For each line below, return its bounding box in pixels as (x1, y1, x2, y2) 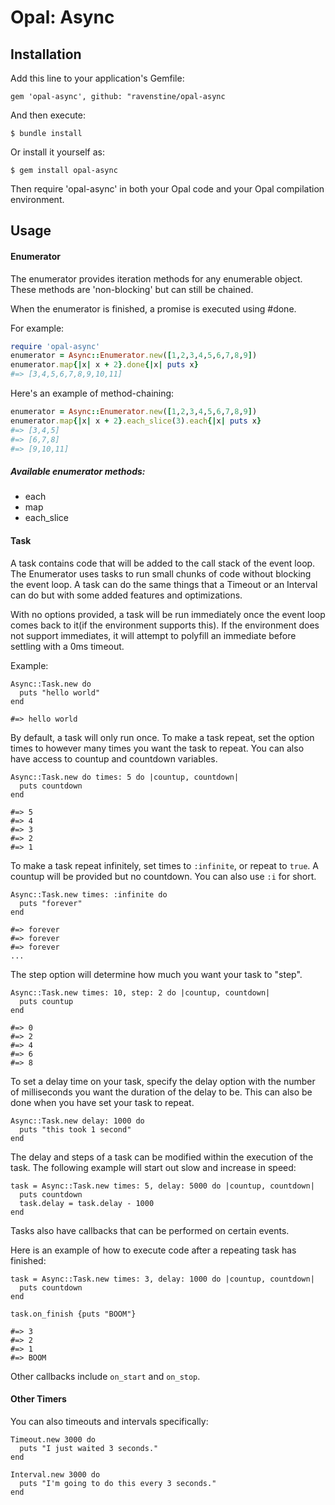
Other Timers (10, 1393, 67, 1405)
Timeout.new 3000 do (10, 1434, 97, 1445)
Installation (10, 46, 82, 63)
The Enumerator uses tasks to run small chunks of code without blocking (10, 567, 312, 580)
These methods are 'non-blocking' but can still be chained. (10, 283, 254, 295)
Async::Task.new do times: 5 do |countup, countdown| (10, 772, 240, 782)
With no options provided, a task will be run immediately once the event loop (10, 608, 326, 620)
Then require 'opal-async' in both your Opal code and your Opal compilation (10, 183, 325, 195)
